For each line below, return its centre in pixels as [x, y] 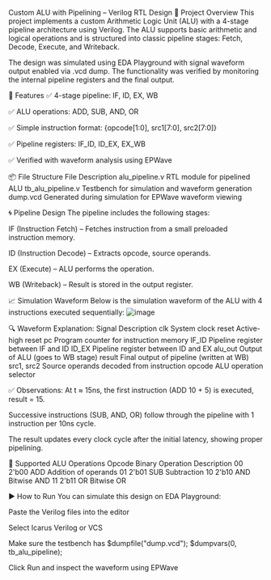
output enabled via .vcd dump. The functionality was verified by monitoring [133, 71]
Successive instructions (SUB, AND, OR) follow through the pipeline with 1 [131, 415]
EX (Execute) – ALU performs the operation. [81, 269]
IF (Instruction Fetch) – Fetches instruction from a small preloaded [118, 229]
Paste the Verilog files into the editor [69, 512]
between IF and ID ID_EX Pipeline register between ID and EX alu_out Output [135, 349]
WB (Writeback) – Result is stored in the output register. [101, 284]
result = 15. [27, 399]
